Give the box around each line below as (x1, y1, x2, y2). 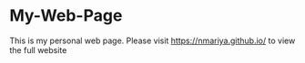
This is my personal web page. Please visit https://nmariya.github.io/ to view (9, 35, 296, 46)
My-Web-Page (9, 5, 123, 26)
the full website (9, 44, 67, 55)
